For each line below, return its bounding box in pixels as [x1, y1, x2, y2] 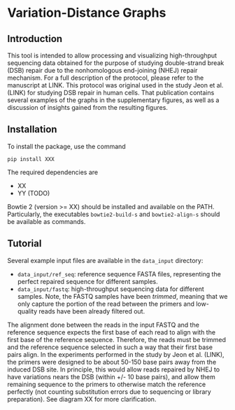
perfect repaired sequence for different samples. [17, 277, 159, 285]
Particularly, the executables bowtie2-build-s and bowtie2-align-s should [7, 210, 220, 218]
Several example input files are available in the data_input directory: [7, 256, 204, 264]
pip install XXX [7, 155, 55, 162]
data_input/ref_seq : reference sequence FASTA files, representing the [17, 269, 222, 278]
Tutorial [7, 238, 42, 250]
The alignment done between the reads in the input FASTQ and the [7, 320, 199, 329]
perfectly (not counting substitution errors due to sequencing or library [7, 387, 211, 396]
